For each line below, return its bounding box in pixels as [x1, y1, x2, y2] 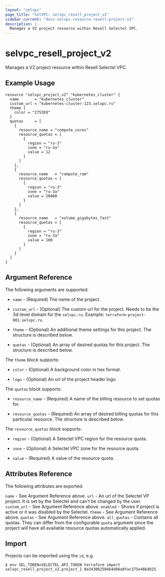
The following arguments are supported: [5, 286, 89, 292]
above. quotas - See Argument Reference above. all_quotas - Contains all [5, 514, 158, 520]
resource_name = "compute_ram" [18, 172, 89, 177]
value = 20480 [27, 193, 57, 199]
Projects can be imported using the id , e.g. [5, 553, 94, 559]
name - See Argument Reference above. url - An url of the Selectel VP [5, 492, 149, 499]
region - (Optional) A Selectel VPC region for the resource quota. [12, 436, 147, 442]
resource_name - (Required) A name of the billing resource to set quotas [12, 395, 160, 401]
